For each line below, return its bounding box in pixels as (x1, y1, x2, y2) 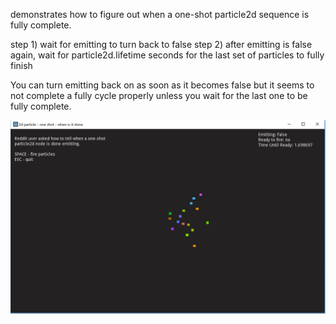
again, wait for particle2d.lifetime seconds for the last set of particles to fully (10, 49, 325, 61)
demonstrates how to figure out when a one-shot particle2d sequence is (10, 9, 310, 20)
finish (10, 60, 33, 71)
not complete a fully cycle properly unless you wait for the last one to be (10, 90, 308, 101)
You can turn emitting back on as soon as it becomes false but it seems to (10, 79, 315, 91)
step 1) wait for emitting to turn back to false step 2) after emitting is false (10, 39, 313, 50)
